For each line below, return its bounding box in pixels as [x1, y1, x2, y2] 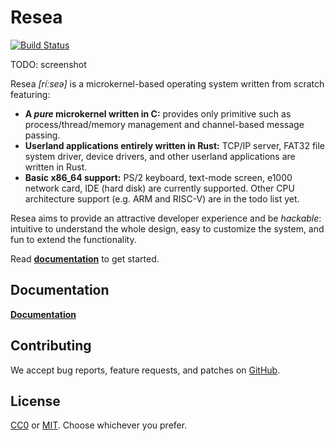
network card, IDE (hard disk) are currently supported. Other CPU [24, 182, 295, 194]
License [10, 392, 61, 410]
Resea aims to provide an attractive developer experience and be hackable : [10, 212, 322, 224]
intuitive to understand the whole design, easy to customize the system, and [10, 222, 325, 235]
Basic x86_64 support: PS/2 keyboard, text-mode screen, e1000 [24, 171, 293, 183]
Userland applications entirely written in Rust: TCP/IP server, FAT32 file [24, 139, 326, 151]
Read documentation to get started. [10, 252, 160, 265]
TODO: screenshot [10, 58, 87, 70]
